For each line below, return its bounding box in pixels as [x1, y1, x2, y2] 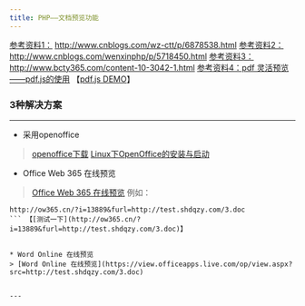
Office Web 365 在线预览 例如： [31, 187, 152, 198]
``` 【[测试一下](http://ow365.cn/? [9, 214, 142, 223]
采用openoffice [22, 129, 80, 140]
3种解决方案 [9, 98, 63, 111]
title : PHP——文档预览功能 [9, 13, 100, 23]
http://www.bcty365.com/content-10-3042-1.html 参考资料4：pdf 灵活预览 [9, 62, 289, 73]
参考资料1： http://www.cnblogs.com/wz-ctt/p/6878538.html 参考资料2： [9, 39, 284, 50]
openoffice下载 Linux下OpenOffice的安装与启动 [31, 148, 211, 159]
